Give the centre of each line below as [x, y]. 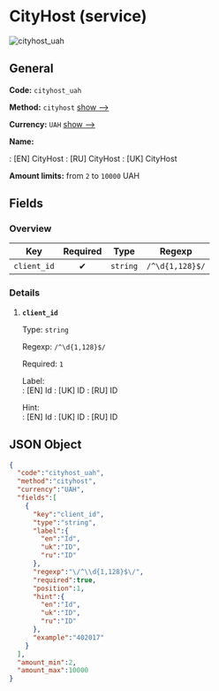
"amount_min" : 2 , [47, 662]
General [32, 69]
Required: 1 [42, 364]
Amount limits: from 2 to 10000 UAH [74, 175]
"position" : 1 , [59, 588]
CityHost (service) [78, 16]
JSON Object [45, 445]
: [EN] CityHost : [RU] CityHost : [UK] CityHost [93, 158]
